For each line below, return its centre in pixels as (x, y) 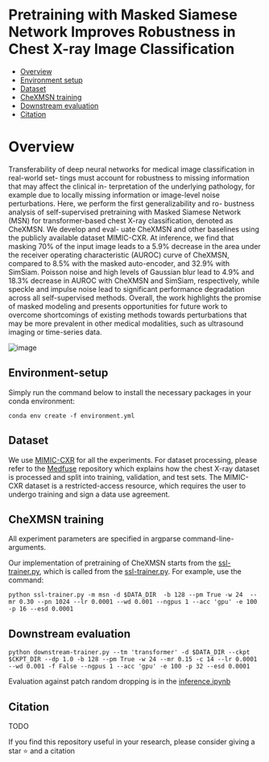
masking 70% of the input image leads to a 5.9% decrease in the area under (135, 246)
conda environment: (41, 401)
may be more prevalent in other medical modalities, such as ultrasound (126, 323)
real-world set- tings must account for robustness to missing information (129, 177)
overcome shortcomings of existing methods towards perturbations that (128, 314)
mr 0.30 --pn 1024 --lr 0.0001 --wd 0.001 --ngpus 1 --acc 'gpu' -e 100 (133, 602)
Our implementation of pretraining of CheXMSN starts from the (113, 563)
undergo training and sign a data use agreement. (89, 494)
